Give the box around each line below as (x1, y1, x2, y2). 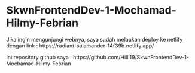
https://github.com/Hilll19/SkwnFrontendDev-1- (72, 53, 190, 61)
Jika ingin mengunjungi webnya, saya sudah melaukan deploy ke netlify (6, 36, 183, 43)
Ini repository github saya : (6, 53, 72, 61)
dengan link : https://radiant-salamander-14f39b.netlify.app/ (6, 42, 154, 49)
